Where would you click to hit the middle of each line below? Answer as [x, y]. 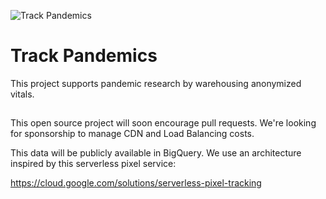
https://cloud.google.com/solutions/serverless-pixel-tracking [136, 183]
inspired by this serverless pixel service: [93, 164]
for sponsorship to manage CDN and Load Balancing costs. [132, 134]
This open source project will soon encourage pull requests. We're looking [163, 123]
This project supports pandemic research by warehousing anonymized [156, 83]
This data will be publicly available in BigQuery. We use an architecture [156, 153]
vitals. [22, 94]
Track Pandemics [84, 56]
